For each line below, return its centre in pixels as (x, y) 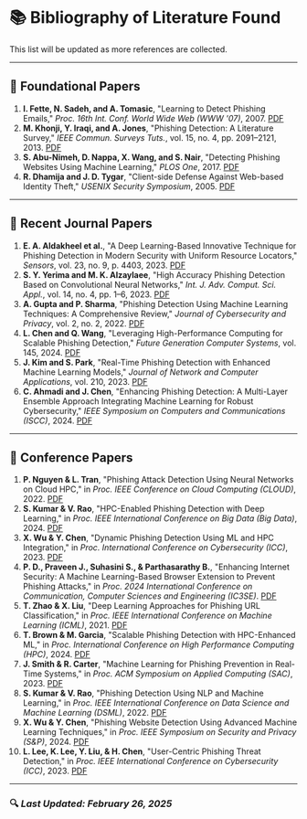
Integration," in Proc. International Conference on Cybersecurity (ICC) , (155, 548)
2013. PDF (42, 147)
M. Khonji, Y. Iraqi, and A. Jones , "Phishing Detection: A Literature (148, 128)
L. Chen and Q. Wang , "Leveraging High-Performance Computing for (153, 333)
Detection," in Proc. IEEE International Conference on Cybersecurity (150, 761)
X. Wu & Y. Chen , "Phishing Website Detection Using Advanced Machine (160, 722)
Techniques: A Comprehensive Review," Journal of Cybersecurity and (154, 314)
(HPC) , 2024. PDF (57, 654)
